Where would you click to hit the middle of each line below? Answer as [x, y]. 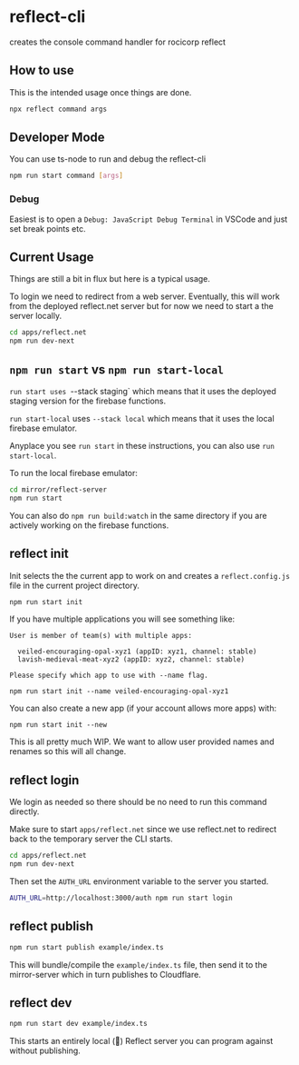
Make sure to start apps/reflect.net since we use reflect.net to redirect [143, 830]
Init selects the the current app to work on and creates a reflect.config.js [149, 575]
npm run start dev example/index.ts [78, 1024]
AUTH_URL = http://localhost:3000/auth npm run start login [121, 898]
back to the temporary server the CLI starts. [92, 839]
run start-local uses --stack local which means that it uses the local [142, 418]
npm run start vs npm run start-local [117, 369]
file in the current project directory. [75, 585]
